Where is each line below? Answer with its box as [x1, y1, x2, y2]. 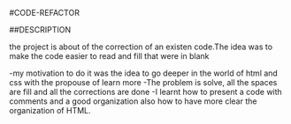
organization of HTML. [9, 106, 91, 115]
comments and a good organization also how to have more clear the [9, 96, 257, 106]
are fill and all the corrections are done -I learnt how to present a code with [9, 87, 283, 97]
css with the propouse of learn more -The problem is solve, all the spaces [9, 77, 278, 87]
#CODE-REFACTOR [9, 8, 80, 18]
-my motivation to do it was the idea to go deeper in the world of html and [9, 68, 279, 78]
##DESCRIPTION [9, 25, 72, 34]
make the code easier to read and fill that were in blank [9, 51, 210, 61]
